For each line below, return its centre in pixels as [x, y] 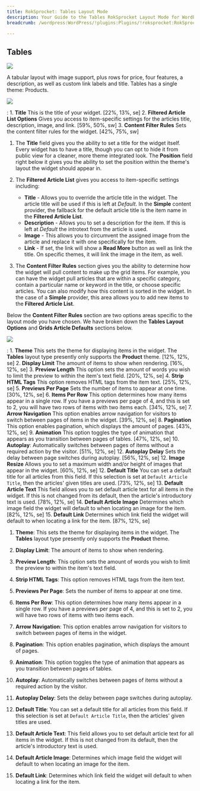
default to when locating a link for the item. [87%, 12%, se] [78, 521]
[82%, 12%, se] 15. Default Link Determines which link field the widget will [98, 515]
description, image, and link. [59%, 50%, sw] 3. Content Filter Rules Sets [96, 125]
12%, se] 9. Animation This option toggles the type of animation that [91, 433]
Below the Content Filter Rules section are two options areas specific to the [100, 315]
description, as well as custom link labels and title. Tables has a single [92, 84]
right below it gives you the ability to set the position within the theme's [102, 162]
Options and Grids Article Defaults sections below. [70, 328]
